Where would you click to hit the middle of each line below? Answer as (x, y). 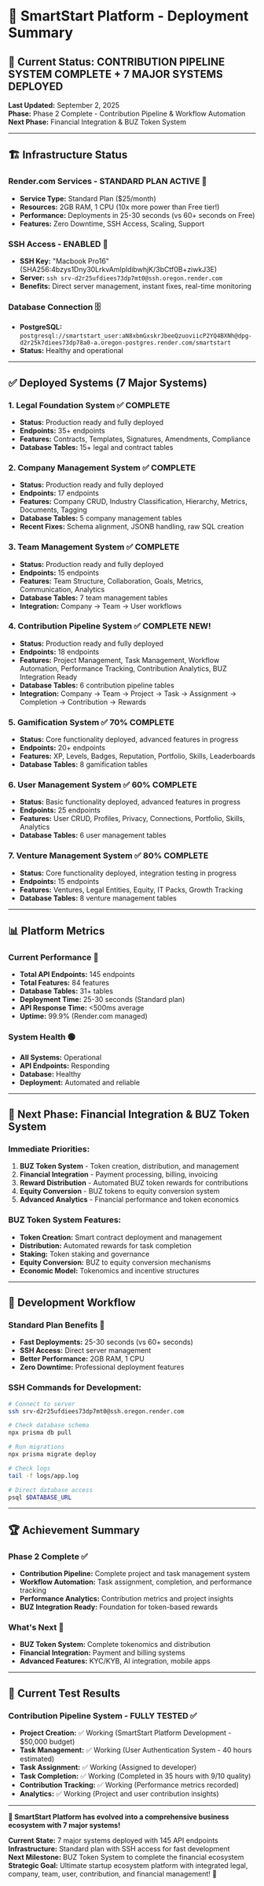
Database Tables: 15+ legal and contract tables (96, 447)
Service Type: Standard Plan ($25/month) (88, 198)
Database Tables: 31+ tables (66, 991)
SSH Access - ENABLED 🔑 (58, 244)
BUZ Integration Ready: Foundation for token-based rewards (119, 1607)
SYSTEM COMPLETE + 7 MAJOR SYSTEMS (115, 74)
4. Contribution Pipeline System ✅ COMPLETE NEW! (110, 626)
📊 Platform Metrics (57, 931)
